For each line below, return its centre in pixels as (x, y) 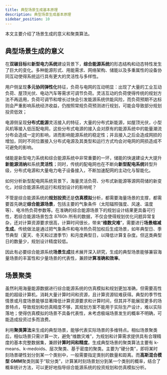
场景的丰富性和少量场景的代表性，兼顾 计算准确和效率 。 (66, 258)
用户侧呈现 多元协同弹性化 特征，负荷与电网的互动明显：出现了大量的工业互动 (83, 87)
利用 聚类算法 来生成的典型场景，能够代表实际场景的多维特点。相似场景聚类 (81, 330)
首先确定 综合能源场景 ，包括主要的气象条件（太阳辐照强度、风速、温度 (81, 204)
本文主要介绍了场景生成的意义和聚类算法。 (49, 34)
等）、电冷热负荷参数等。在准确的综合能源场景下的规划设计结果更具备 (76, 210)
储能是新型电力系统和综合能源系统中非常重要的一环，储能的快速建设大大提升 (83, 158)
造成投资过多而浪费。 (31, 319)
